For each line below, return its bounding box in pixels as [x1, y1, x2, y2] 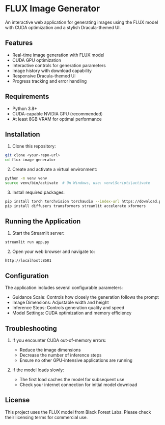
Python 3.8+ [12, 106, 38, 111]
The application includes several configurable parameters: [5, 284, 123, 291]
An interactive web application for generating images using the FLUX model [5, 19, 158, 25]
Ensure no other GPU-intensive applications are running [19, 357, 133, 363]
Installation [5, 130, 40, 139]
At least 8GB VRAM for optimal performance [12, 116, 102, 122]
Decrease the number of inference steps [19, 352, 102, 358]
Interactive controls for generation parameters [12, 62, 106, 68]
